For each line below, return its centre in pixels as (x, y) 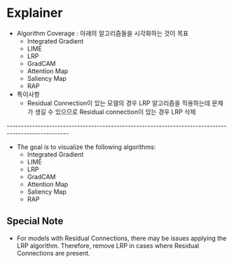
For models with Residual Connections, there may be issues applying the (122, 238)
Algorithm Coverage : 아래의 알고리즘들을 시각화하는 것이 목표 (103, 33)
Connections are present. (53, 253)
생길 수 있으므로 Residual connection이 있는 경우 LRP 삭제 (115, 112)
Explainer (35, 13)
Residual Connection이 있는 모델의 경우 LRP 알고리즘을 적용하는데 (119, 103)
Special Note (35, 222)
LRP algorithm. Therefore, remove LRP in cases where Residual (108, 245)
